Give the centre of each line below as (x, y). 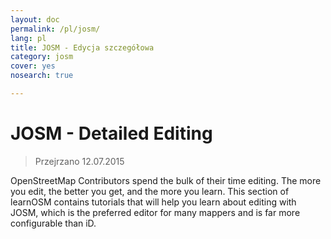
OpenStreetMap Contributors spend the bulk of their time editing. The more (166, 180)
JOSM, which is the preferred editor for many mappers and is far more (155, 212)
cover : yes (33, 66)
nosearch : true (42, 76)
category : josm (42, 57)
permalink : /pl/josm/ (55, 29)
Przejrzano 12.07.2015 (79, 161)
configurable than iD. (53, 223)
